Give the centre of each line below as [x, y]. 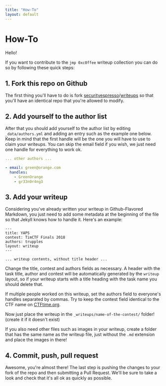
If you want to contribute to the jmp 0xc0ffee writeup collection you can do [81, 62]
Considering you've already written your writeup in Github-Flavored [74, 209]
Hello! [11, 53]
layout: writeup [22, 246]
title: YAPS [17, 233]
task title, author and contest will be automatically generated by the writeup [82, 274]
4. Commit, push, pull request [52, 355]
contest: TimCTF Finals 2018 [35, 238]
